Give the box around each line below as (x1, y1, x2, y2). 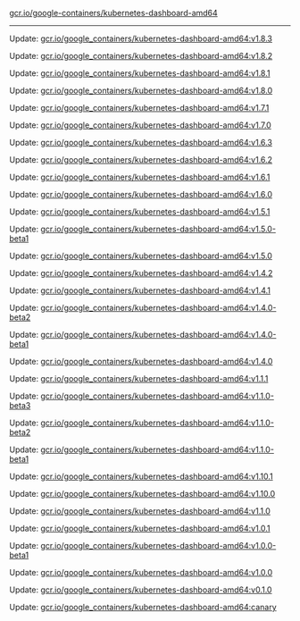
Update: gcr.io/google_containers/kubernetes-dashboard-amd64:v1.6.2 (9, 155, 273, 164)
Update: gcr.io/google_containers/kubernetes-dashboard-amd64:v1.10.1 (9, 471, 274, 482)
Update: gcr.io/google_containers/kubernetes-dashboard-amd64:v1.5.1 (9, 206, 271, 217)
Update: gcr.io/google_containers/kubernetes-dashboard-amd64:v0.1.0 (9, 584, 272, 595)
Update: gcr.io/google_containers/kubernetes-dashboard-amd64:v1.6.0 (9, 189, 273, 199)
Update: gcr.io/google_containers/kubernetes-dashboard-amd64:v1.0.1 (9, 523, 271, 533)
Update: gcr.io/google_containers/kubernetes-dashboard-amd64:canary (9, 602, 277, 612)
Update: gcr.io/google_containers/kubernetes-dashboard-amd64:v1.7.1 (9, 103, 270, 113)
